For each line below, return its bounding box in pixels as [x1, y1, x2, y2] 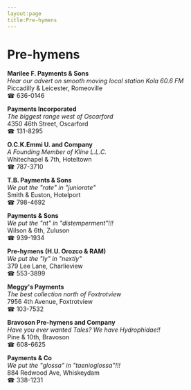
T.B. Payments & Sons [7, 176, 72, 185]
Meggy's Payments [7, 282, 64, 291]
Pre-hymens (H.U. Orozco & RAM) [7, 247, 106, 255]
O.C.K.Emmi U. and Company [7, 140, 93, 149]
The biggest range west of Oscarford [7, 112, 113, 121]
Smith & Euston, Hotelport [7, 191, 81, 199]
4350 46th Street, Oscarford [7, 119, 89, 128]
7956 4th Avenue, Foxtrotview [7, 298, 93, 306]
